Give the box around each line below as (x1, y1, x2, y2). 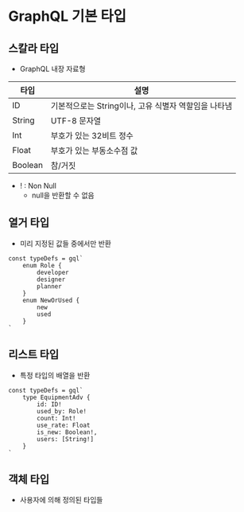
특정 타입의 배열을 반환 (19, 370, 91, 380)
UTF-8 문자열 (50, 115, 102, 126)
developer (37, 268, 69, 276)
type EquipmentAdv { (22, 393, 91, 401)
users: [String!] (37, 435, 94, 443)
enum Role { (22, 261, 62, 269)
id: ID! (37, 400, 62, 408)
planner (37, 282, 62, 291)
